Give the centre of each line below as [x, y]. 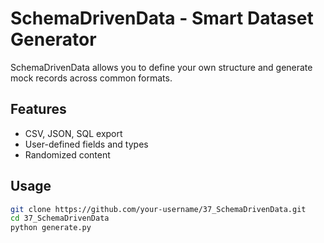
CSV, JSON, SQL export [73, 133]
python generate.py [51, 228]
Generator [53, 39]
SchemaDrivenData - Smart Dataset [162, 18]
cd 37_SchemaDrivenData [60, 218]
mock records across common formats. [91, 78]
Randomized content [67, 154]
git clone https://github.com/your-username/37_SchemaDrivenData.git [158, 209]
